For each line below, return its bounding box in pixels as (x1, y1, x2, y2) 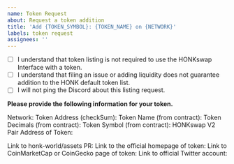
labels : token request (7, 29, 73, 37)
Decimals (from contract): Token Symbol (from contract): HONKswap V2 (7, 121, 216, 129)
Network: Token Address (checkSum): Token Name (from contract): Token (7, 113, 221, 122)
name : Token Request (7, 10, 68, 17)
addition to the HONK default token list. (17, 78, 131, 87)
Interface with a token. (17, 64, 82, 72)
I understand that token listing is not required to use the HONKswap (17, 55, 212, 64)
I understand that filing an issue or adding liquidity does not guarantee (17, 70, 220, 79)
